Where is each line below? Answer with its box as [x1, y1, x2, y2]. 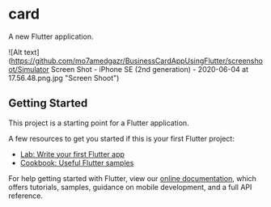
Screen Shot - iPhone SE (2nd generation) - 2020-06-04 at [51, 64, 249, 74]
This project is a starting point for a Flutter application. [8, 118, 189, 128]
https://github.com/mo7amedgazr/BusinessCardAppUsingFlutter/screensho [11, 56, 263, 65]
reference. [8, 191, 43, 201]
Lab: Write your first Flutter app [19, 149, 125, 158]
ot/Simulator [8, 64, 50, 74]
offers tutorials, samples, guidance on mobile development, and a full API [8, 182, 252, 192]
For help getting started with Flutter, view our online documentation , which [8, 173, 257, 183]
